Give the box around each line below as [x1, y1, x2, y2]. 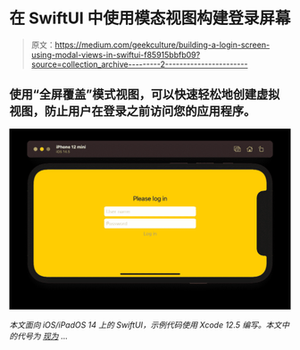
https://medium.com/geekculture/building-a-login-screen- [54, 39, 271, 50]
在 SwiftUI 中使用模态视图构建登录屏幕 [9, 8, 291, 29]
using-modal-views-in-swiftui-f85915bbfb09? [30, 49, 201, 60]
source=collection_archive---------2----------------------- [30, 59, 248, 70]
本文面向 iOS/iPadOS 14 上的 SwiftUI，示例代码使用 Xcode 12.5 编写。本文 [9, 320, 282, 330]
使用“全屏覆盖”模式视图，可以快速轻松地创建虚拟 [9, 87, 280, 103]
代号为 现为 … [16, 331, 68, 342]
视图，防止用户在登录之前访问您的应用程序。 [9, 104, 256, 119]
